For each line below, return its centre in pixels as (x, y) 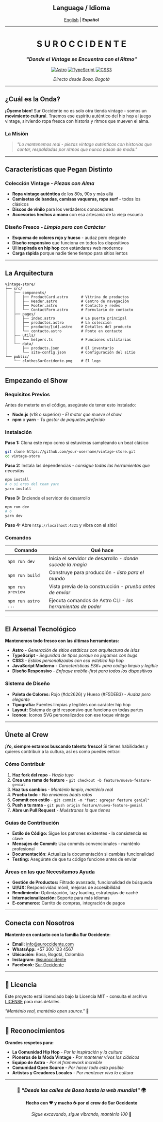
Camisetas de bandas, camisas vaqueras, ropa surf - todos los (76, 199)
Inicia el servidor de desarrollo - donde (93, 558)
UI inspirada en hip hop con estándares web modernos (67, 248)
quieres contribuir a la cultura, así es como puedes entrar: (63, 752)
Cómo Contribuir (25, 764)
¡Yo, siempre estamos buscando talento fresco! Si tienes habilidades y (77, 746)
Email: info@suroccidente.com (43, 944)
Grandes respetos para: (30, 1042)
